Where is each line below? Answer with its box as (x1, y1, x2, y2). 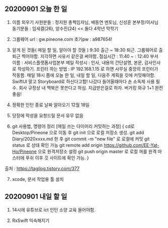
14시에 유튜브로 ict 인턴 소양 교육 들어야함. (12, 206, 96, 213)
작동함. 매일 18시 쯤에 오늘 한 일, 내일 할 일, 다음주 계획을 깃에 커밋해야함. (12, 72, 155, 78)
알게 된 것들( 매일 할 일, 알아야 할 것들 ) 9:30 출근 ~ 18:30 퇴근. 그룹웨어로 (12, 47, 158, 53)
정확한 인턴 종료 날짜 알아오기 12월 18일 (12, 101, 90, 107)
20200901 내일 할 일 (5, 192, 67, 201)
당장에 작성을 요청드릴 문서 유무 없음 (12, 112, 83, 119)
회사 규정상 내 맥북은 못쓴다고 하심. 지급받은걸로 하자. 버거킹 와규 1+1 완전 (19, 85, 163, 91)
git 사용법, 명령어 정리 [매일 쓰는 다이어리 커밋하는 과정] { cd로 (12, 123, 135, 129)
